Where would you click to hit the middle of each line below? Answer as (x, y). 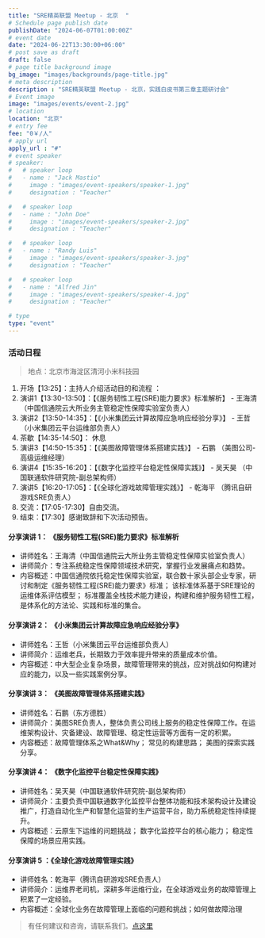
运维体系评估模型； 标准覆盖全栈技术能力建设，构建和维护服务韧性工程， (139, 595)
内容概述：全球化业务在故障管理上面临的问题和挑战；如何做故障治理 (131, 909)
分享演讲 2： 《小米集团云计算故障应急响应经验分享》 (96, 625)
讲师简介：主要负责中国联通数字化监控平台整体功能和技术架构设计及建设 (138, 801)
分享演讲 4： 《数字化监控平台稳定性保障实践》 (85, 772)
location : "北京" (36, 119)
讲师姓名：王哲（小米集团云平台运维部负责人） (96, 644)
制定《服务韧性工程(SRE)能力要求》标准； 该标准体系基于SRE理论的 (144, 586)
